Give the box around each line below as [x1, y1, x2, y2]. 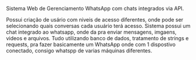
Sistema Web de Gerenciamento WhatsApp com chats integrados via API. [6, 5, 184, 12]
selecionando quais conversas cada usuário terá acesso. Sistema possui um [6, 23, 191, 29]
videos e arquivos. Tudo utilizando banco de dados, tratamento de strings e [6, 35, 189, 41]
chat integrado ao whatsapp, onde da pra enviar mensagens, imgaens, [6, 29, 177, 36]
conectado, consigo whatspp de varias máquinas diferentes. [6, 47, 153, 54]
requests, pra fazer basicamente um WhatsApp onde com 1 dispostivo [6, 41, 176, 48]
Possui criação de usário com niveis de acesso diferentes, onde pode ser [6, 16, 184, 23]
